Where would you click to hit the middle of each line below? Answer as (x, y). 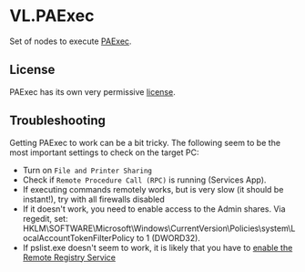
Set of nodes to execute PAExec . (71, 41)
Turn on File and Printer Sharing (87, 170)
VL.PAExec (52, 16)
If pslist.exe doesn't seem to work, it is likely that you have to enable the (158, 247)
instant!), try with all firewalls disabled (94, 199)
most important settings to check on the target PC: (104, 152)
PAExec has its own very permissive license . (92, 91)
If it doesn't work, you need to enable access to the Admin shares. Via (154, 209)
